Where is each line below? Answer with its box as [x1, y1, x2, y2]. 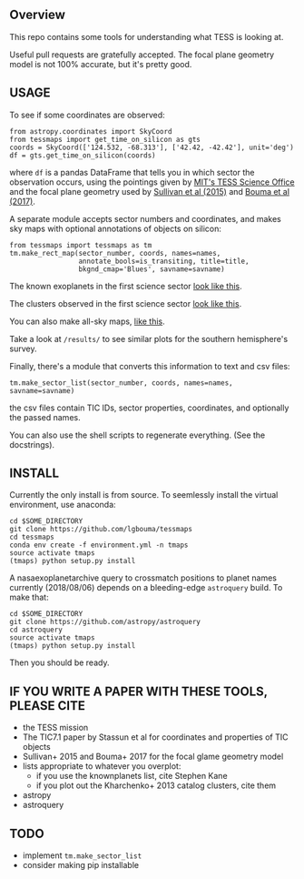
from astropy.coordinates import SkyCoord [9, 126, 172, 136]
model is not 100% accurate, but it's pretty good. [9, 58, 192, 69]
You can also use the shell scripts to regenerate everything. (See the [9, 429, 266, 440]
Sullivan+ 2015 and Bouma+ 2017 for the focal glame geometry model [22, 751, 284, 763]
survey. [9, 343, 37, 354]
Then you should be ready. [9, 657, 110, 668]
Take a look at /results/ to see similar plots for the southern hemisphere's [9, 333, 289, 344]
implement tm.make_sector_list [22, 850, 142, 861]
